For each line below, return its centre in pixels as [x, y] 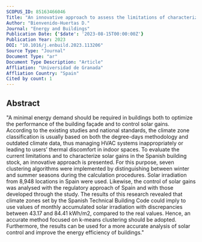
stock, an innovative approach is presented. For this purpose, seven [90, 162]
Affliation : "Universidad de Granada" [55, 68]
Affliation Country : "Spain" [43, 73]
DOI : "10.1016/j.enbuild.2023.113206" [55, 46]
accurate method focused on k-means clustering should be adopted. [91, 219]
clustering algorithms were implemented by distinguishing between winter [98, 168]
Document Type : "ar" [32, 56]
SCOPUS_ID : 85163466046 [36, 12]
